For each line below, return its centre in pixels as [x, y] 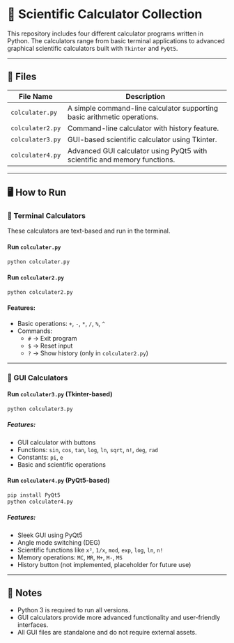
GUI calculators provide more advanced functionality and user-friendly [119, 617]
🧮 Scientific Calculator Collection [105, 14]
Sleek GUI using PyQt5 [50, 535]
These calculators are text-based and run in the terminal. [89, 231]
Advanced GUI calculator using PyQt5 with [137, 150]
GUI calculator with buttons [56, 442]
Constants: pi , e [40, 457]
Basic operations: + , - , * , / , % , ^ [61, 323]
